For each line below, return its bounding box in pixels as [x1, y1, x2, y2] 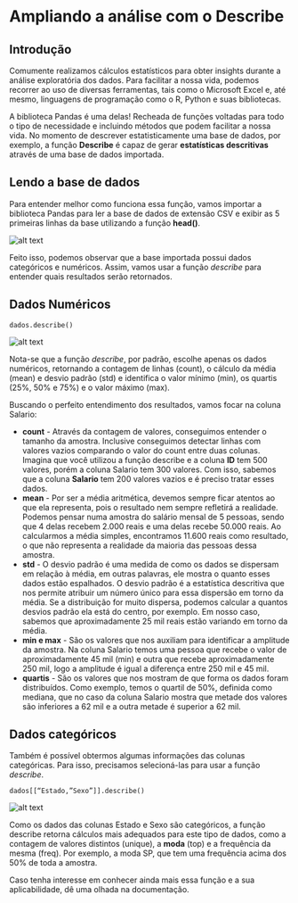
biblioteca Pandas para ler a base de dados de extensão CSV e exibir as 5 [9, 208, 280, 219]
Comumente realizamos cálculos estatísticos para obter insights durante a [9, 65, 282, 76]
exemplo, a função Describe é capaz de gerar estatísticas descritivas [9, 140, 269, 150]
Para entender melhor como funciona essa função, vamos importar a [9, 198, 262, 209]
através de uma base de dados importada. [9, 149, 165, 160]
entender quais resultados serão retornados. [9, 270, 173, 282]
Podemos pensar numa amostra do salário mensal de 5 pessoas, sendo [21, 511, 285, 522]
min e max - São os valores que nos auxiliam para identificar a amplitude [21, 634, 290, 645]
